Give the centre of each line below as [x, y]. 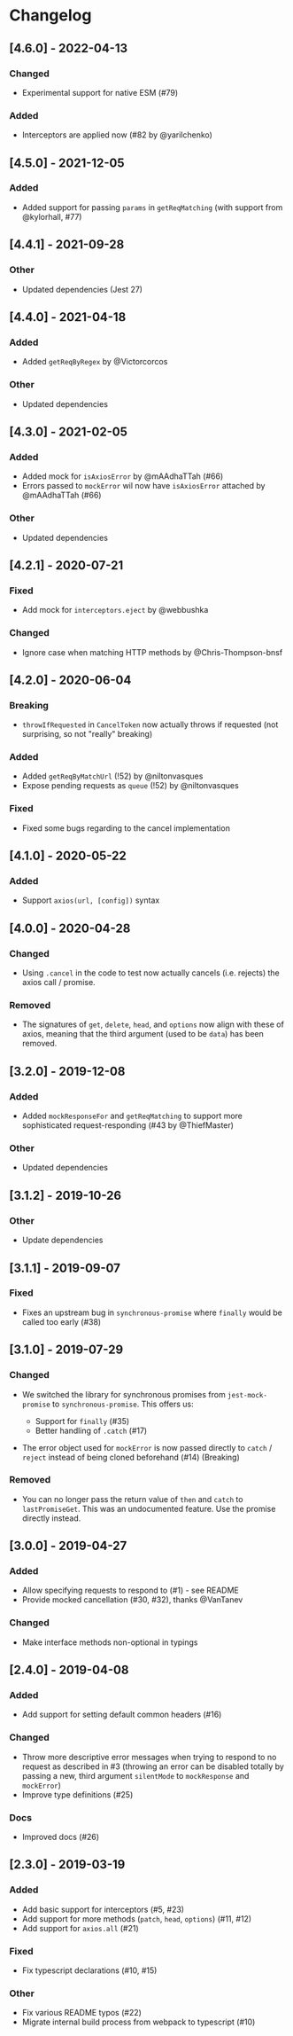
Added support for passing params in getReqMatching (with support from [152, 207]
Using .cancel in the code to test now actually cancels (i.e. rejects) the [151, 973]
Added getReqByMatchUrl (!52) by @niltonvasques [112, 776]
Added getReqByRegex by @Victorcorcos [95, 362]
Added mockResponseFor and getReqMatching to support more [132, 1116]
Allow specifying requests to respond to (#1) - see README [130, 1590]
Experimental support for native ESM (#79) [100, 92]
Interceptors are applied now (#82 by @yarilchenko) [117, 135]
